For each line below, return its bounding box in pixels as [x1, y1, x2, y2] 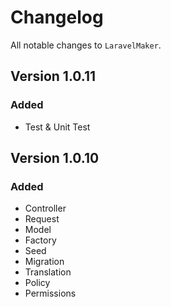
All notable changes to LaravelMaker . [10, 39, 162, 51]
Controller [24, 202, 67, 215]
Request [24, 213, 60, 225]
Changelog [10, 6, 104, 29]
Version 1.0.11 [10, 68, 97, 85]
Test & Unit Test [24, 121, 91, 133]
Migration [24, 256, 65, 268]
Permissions [24, 287, 77, 300]
